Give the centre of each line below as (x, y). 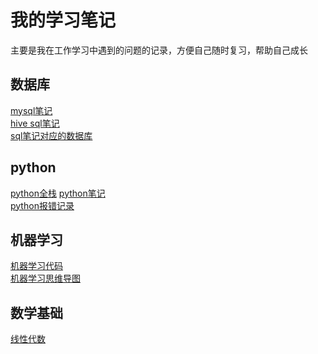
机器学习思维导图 (45, 278)
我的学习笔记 (63, 20)
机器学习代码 (36, 266)
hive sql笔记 (35, 123)
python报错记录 (42, 205)
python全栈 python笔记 (58, 193)
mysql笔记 (31, 110)
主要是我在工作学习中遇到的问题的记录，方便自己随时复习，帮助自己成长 (159, 50)
